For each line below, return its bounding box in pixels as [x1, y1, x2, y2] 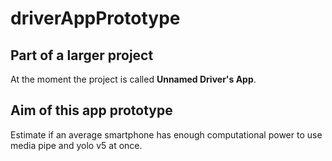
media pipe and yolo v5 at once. [10, 139, 143, 151]
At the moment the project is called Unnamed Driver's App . [10, 73, 257, 85]
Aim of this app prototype [10, 102, 173, 119]
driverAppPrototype [10, 7, 181, 30]
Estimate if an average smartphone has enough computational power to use [10, 128, 323, 141]
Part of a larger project [10, 47, 154, 64]
